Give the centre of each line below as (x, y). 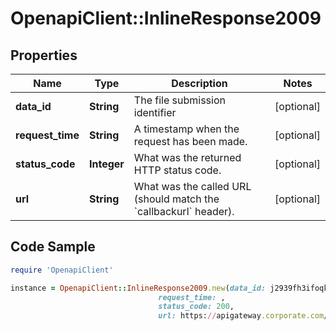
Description (199, 83)
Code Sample (53, 247)
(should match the (176, 199)
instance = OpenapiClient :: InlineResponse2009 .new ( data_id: (138, 288)
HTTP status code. (177, 170)
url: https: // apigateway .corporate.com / (243, 316)
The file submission (179, 100)
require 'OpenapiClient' (62, 270)
